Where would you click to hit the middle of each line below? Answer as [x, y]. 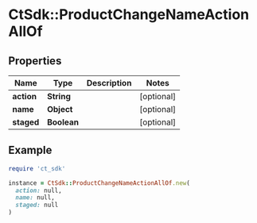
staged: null [37, 205]
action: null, [39, 190]
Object [60, 109]
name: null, [35, 198]
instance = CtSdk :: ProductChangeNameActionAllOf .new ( [99, 183]
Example [30, 150]
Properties [35, 61]
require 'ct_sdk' [37, 168]
